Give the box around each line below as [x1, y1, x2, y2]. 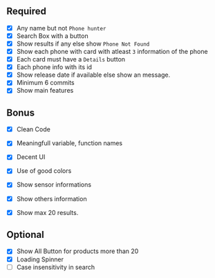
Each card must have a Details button [16, 55, 126, 64]
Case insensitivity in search [16, 263, 95, 271]
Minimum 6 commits [16, 79, 75, 87]
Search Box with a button [16, 31, 88, 40]
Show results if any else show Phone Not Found [16, 39, 150, 48]
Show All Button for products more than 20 [16, 247, 139, 255]
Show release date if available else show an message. [16, 71, 171, 79]
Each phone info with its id [16, 63, 93, 71]
